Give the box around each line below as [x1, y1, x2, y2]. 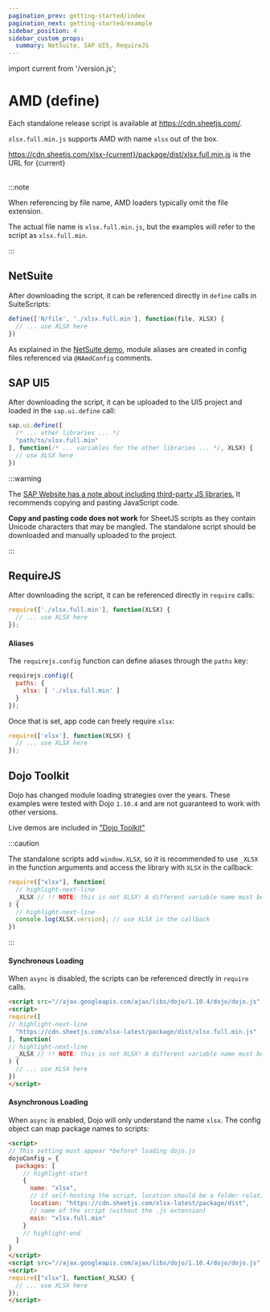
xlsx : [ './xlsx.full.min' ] [22, 687, 121, 695]
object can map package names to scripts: [8, 1124, 149, 1134]
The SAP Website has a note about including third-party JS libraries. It [8, 489, 241, 498]
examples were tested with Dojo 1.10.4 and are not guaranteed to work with [8, 799, 260, 809]
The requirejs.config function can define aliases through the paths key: [8, 656, 248, 666]
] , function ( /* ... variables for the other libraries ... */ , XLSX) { [8, 444, 253, 452]
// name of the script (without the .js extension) [29, 1207, 207, 1215]
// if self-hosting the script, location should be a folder [29, 1191, 239, 1200]
